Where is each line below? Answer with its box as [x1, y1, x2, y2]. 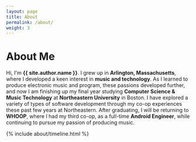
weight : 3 [6, 25, 30, 31]
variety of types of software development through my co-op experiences [6, 101, 183, 108]
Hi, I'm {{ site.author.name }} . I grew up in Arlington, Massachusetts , [6, 70, 177, 77]
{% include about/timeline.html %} [6, 130, 90, 137]
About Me [6, 50, 55, 63]
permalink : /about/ [6, 19, 54, 25]
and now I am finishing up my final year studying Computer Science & [6, 88, 176, 95]
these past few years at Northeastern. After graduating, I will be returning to [6, 106, 189, 114]
